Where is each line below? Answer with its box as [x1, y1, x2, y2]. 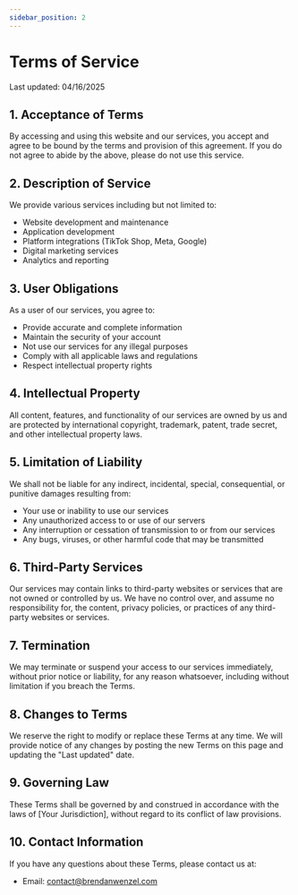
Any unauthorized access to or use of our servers [21, 515, 206, 525]
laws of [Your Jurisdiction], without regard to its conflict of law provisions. [9, 808, 282, 819]
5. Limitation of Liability [9, 455, 143, 470]
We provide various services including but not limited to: [9, 200, 217, 210]
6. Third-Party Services [9, 560, 143, 575]
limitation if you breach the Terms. [9, 681, 136, 692]
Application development [21, 226, 115, 237]
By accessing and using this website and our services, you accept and [9, 131, 269, 141]
